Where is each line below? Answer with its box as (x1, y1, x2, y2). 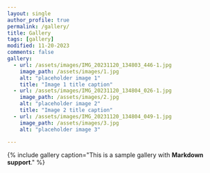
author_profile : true (7, 17, 70, 24)
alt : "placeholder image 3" (19, 126, 100, 133)
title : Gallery (7, 29, 51, 37)
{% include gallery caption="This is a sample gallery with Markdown (7, 151, 204, 159)
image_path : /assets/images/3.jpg (19, 119, 119, 127)
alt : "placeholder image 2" (19, 100, 100, 107)
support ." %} (7, 158, 45, 167)
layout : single (7, 10, 51, 17)
